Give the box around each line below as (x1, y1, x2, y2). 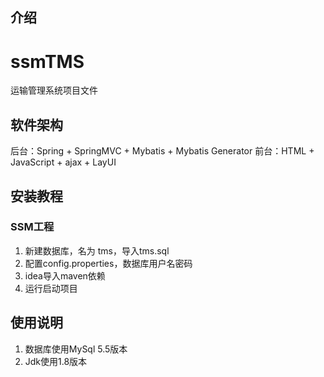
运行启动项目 (24, 282, 78, 294)
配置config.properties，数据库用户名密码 (24, 257, 193, 269)
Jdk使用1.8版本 (24, 355, 88, 367)
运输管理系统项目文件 (10, 84, 98, 97)
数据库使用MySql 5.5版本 (24, 343, 128, 355)
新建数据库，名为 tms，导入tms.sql (24, 244, 170, 257)
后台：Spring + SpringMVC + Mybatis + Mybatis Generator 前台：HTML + (10, 145, 315, 157)
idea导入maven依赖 (24, 269, 106, 282)
